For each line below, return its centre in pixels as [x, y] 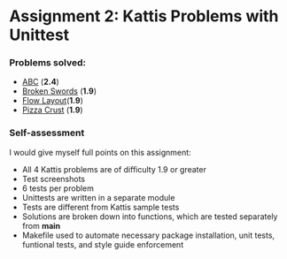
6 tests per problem [58, 188]
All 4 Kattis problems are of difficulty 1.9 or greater [114, 169]
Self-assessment [47, 133]
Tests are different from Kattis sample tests [101, 207]
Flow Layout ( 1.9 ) [53, 101]
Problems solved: [48, 63]
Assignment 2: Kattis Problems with [144, 16]
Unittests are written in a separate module [98, 197]
